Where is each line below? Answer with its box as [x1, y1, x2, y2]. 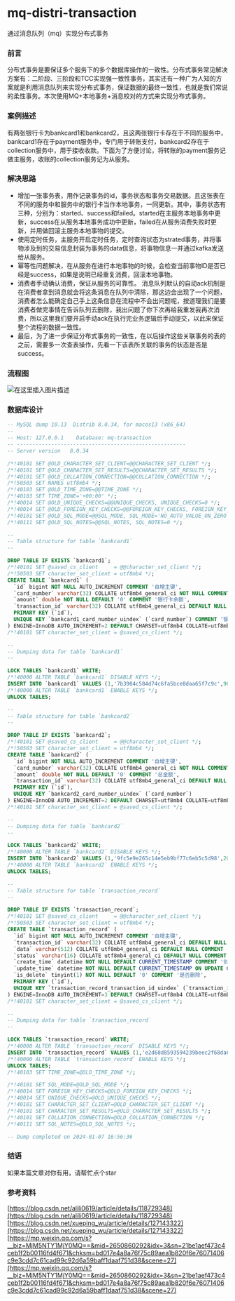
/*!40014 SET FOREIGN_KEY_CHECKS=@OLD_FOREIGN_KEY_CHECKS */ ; [7, 1088, 192, 1095]
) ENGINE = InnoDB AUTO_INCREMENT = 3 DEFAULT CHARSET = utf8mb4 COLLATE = [7, 991, 211, 998]
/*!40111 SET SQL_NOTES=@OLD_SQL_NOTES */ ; [7, 1121, 136, 1128]
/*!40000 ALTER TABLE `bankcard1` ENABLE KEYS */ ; [7, 686, 158, 694]
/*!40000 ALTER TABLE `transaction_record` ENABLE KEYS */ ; [7, 1055, 187, 1062]
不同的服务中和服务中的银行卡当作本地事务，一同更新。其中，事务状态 [17, 200, 220, 208]
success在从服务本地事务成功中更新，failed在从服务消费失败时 [29, 218, 211, 226]
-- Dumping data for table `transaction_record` [7, 1017, 152, 1024]
